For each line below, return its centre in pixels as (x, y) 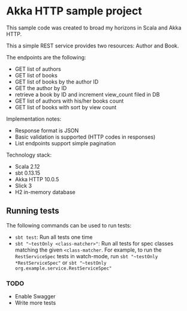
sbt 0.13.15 (28, 173)
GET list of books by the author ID (57, 82)
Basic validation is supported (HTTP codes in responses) (85, 137)
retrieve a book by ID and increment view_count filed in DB (87, 94)
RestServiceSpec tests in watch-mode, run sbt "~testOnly (86, 256)
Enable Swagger (35, 297)
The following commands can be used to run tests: (69, 225)
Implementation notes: (34, 119)
